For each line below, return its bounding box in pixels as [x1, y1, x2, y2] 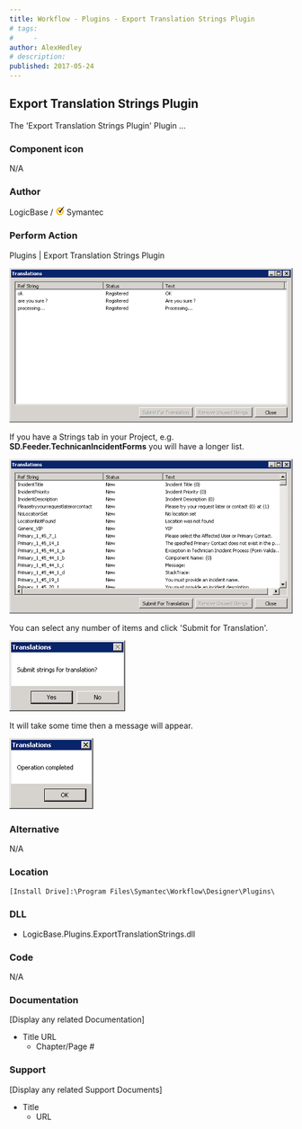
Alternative [9, 822, 60, 835]
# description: [9, 52, 67, 62]
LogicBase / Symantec [9, 207, 104, 218]
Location [9, 866, 49, 878]
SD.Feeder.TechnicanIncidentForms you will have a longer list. [9, 440, 244, 451]
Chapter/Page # [35, 1041, 95, 1052]
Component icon [9, 142, 84, 155]
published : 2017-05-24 [9, 62, 94, 71]
